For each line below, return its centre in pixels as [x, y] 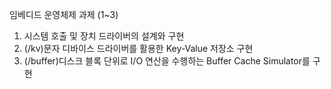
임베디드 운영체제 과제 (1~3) [64, 14]
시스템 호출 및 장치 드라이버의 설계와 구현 [104, 36]
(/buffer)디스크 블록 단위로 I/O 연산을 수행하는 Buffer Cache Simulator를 [167, 61]
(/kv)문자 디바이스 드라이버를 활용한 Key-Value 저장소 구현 [138, 48]
